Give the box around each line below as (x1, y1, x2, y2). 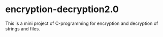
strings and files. (5, 25, 41, 31)
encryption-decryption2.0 (5, 4, 119, 15)
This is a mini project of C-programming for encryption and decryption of (5, 20, 158, 26)
